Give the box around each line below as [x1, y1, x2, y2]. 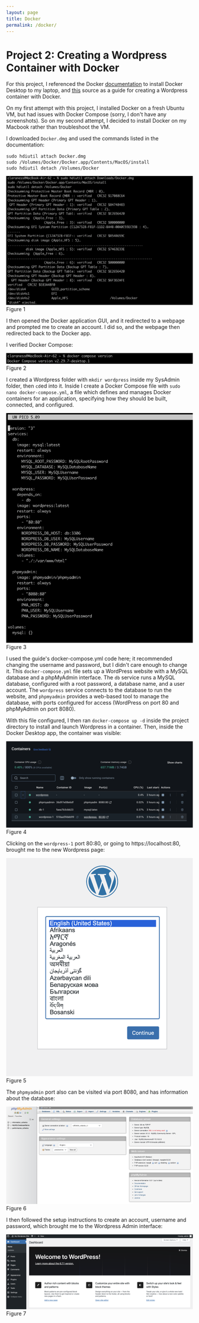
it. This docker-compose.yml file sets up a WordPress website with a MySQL [6, 667, 188, 675]
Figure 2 [6, 365, 27, 372]
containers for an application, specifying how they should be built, [6, 395, 168, 402]
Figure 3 [6, 644, 27, 651]
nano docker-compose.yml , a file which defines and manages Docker [6, 388, 172, 395]
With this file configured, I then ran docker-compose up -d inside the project [6, 717, 190, 724]
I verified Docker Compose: [6, 341, 73, 349]
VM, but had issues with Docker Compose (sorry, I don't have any [6, 111, 167, 118]
